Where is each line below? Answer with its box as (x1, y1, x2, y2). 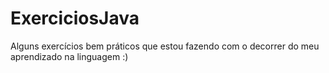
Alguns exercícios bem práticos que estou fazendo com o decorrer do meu (10, 40, 320, 52)
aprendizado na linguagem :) (10, 50, 129, 62)
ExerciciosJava (10, 7, 140, 30)
